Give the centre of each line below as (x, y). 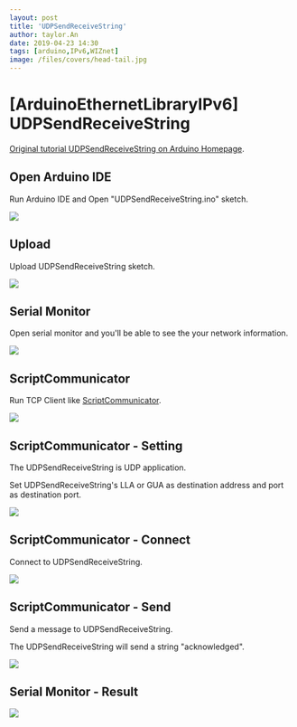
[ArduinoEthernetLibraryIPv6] (124, 104)
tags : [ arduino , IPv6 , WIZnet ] (64, 52)
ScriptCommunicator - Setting (96, 445)
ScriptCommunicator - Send (90, 607)
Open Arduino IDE (60, 177)
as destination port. (46, 495)
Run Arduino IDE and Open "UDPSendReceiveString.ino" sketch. (129, 199)
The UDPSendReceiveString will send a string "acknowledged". (127, 647)
